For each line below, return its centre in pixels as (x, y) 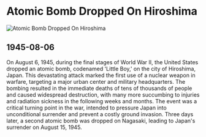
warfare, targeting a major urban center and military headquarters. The (96, 81)
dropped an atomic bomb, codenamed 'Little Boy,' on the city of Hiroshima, (101, 68)
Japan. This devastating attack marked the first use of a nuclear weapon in (101, 75)
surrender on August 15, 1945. (44, 127)
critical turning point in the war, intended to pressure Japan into (86, 108)
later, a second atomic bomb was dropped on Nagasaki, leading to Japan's (101, 120)
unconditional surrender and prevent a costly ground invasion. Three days (100, 114)
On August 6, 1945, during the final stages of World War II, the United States (102, 62)
